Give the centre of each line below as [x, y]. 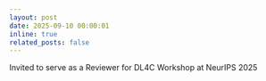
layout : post [33, 17]
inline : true [33, 34]
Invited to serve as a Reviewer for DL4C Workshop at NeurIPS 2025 [133, 68]
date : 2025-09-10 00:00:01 [59, 26]
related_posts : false [50, 42]
